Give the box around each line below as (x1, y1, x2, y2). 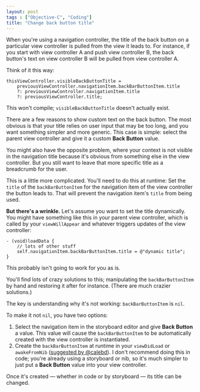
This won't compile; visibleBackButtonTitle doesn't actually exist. (6, 104, 170, 112)
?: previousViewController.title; (17, 94, 103, 100)
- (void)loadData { (6, 238, 55, 245)
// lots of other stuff (17, 243, 76, 249)
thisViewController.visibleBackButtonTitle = (6, 78, 121, 84)
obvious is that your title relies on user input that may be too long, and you (6, 122, 189, 129)
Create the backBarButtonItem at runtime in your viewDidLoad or (14, 342, 170, 350)
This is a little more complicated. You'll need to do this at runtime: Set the (6, 177, 186, 184)
